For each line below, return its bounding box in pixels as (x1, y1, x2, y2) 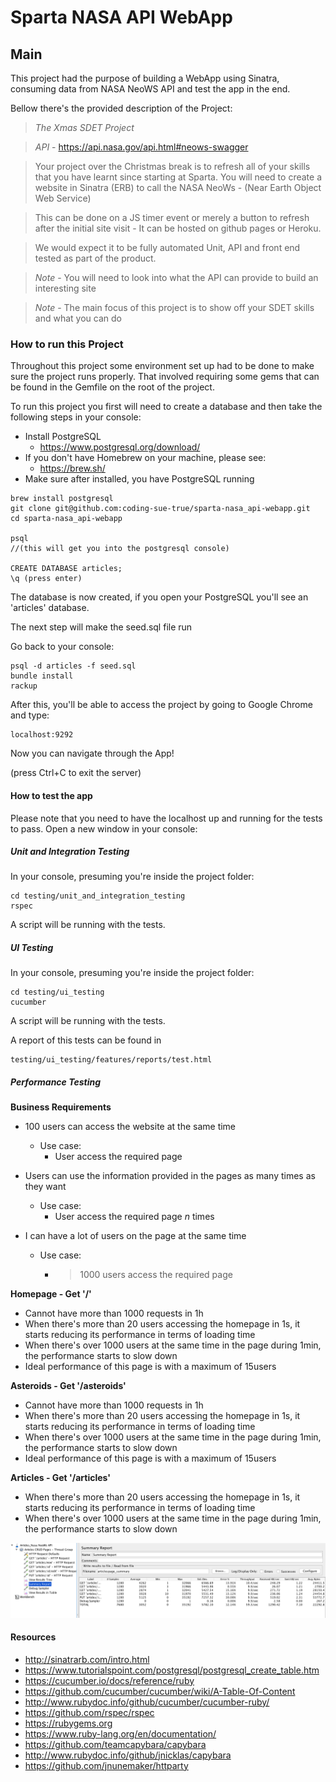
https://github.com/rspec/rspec (24, 1706, 155, 1718)
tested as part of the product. (34, 252, 157, 264)
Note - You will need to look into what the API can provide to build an (34, 272, 319, 283)
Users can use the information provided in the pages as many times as (24, 1170, 316, 1182)
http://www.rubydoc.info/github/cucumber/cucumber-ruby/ (24, 1696, 270, 1708)
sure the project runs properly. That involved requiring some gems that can (10, 371, 320, 383)
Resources (10, 1631, 57, 1643)
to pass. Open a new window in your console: (10, 822, 198, 835)
